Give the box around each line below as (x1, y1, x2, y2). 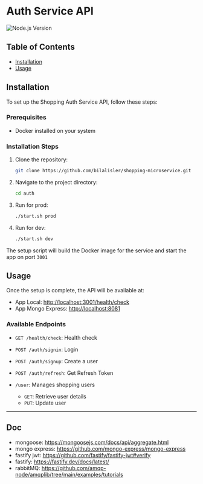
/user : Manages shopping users (14, 381, 95, 388)
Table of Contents (6, 42, 76, 52)
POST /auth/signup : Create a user (14, 357, 98, 365)
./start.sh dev (14, 235, 54, 242)
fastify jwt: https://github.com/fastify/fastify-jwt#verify (14, 451, 151, 459)
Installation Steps (6, 142, 59, 150)
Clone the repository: (14, 156, 68, 163)
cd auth (14, 190, 34, 197)
